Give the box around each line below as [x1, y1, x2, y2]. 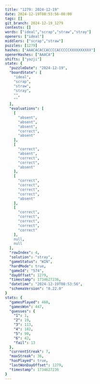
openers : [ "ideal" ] [5, 34, 44, 39]
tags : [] [5, 16, 23, 21]
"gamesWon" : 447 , [9, 304, 44, 309]
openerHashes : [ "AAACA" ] [5, 52, 55, 57]
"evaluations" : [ [9, 106, 44, 111]
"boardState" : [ [9, 70, 42, 75]
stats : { [5, 295, 23, 300]
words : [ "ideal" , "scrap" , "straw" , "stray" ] [5, 30, 91, 34]
